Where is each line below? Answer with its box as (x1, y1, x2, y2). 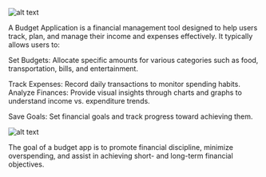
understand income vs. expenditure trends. (8, 96, 150, 105)
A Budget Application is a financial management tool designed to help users (8, 23, 258, 32)
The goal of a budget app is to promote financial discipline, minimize (8, 143, 234, 151)
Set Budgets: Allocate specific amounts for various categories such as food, (8, 56, 259, 65)
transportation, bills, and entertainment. (8, 64, 138, 73)
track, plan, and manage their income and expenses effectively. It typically (8, 32, 253, 41)
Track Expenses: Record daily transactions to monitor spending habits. (8, 80, 241, 88)
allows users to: (8, 40, 60, 49)
